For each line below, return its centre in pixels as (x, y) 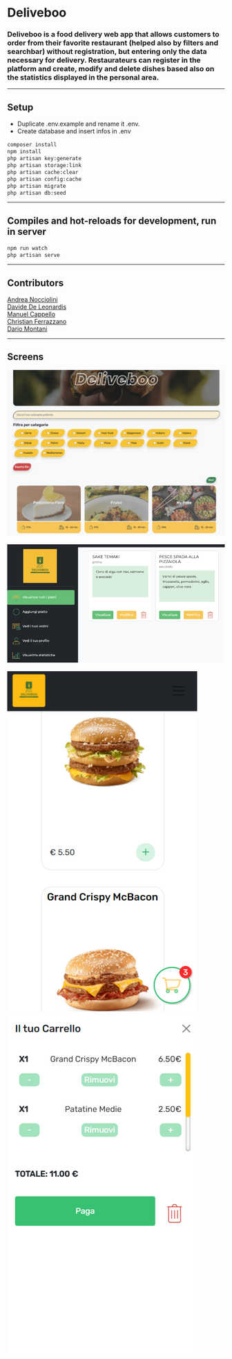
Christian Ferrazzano (37, 321)
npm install (24, 152)
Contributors (36, 283)
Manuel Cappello (31, 314)
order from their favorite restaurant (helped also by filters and (113, 43)
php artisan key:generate (44, 159)
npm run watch (28, 249)
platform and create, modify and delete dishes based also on (111, 69)
